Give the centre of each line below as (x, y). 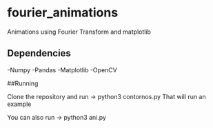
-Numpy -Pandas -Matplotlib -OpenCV (62, 70)
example (19, 104)
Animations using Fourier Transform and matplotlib (79, 32)
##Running (23, 83)
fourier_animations (63, 13)
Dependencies (39, 53)
